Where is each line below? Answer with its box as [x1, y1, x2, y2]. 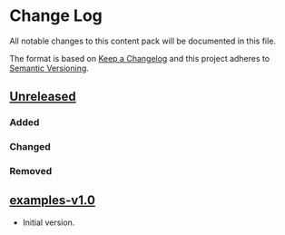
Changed [9, 141, 52, 153]
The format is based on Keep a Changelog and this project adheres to [9, 53, 270, 64]
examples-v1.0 [9, 192, 95, 209]
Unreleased [9, 89, 77, 104]
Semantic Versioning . [9, 63, 89, 73]
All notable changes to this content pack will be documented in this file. [9, 35, 277, 46]
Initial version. [22, 217, 75, 228]
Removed [9, 165, 53, 178]
